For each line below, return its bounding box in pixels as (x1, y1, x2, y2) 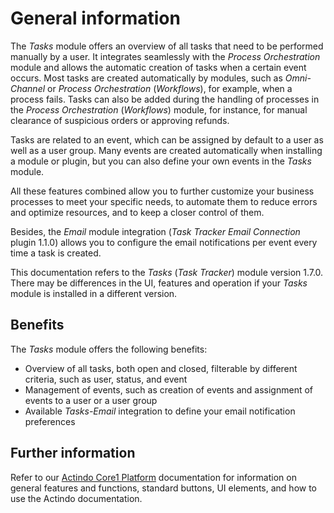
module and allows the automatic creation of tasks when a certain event (10, 61, 307, 73)
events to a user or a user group (24, 394, 158, 406)
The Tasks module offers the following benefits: (10, 343, 208, 355)
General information (10, 7, 181, 30)
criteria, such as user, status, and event (24, 373, 188, 385)
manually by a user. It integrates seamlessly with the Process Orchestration (10, 50, 321, 62)
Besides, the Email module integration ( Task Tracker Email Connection (10, 225, 301, 237)
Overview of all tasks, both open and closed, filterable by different (24, 362, 298, 374)
